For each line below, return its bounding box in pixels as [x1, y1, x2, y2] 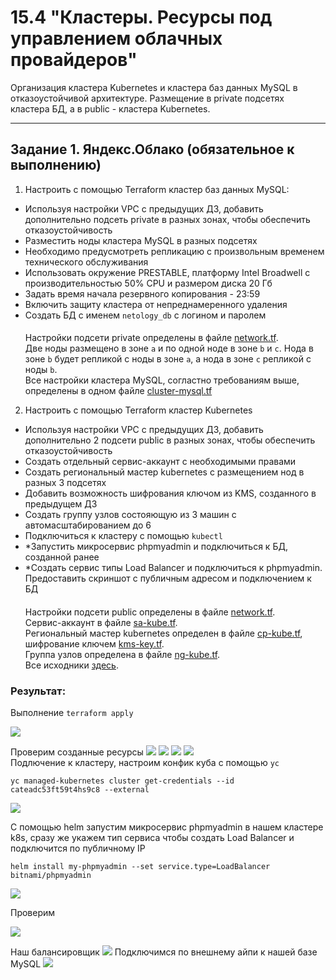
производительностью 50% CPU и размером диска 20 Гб [24, 277, 273, 289]
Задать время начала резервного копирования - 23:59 [24, 287, 261, 300]
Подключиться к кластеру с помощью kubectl [24, 530, 223, 542]
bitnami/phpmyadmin [10, 871, 92, 881]
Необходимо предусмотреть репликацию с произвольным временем [24, 245, 325, 257]
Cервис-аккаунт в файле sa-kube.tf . [24, 616, 178, 628]
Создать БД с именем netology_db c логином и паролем [24, 309, 267, 321]
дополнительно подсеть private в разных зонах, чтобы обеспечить [24, 213, 311, 225]
